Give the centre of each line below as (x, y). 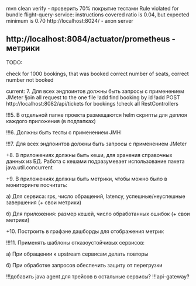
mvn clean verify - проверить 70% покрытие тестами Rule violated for (92, 8)
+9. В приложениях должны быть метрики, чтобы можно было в (87, 179)
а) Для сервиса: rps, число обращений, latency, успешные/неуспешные (96, 196)
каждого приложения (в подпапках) (51, 121)
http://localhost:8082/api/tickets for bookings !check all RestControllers (92, 103)
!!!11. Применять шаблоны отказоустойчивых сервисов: (75, 242)
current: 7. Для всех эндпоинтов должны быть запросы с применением (95, 91)
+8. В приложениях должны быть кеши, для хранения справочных (89, 155)
